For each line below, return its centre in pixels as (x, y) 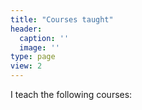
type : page (33, 57)
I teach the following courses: (71, 94)
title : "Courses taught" (62, 19)
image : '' (39, 47)
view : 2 (26, 66)
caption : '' (44, 38)
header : (26, 29)
